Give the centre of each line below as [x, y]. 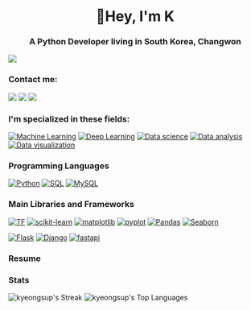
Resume [25, 258]
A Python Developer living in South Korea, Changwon [135, 42]
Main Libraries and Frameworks [71, 205]
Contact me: [33, 80]
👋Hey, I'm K [135, 17]
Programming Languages [59, 166]
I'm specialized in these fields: [69, 118]
